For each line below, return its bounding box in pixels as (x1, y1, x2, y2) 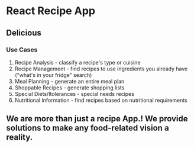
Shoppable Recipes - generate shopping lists (14, 84, 125, 91)
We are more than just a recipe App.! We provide (6, 114, 188, 124)
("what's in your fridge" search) (14, 71, 92, 78)
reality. (6, 132, 33, 143)
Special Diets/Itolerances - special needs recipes (14, 90, 135, 97)
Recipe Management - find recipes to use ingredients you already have (14, 65, 188, 72)
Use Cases (6, 46, 38, 54)
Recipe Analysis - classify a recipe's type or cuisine (14, 59, 141, 66)
